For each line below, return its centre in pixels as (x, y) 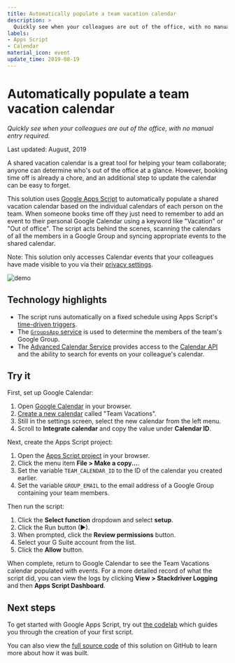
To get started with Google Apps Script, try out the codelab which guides (113, 624)
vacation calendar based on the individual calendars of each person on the (115, 206)
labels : (19, 33)
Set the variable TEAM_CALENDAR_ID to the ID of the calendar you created (120, 470)
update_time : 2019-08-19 (43, 60)
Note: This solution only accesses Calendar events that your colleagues (111, 257)
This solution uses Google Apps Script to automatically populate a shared (113, 198)
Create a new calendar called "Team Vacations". (87, 414)
